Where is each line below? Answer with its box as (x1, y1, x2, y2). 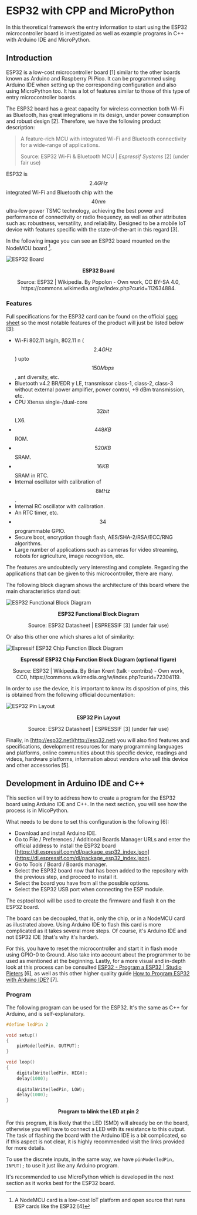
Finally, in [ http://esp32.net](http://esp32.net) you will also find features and (6, 736, 189, 744)
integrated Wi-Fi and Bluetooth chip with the (6, 189, 113, 196)
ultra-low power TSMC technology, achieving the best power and (6, 207, 164, 214)
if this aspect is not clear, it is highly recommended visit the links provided (6, 1138, 185, 1145)
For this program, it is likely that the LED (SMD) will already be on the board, (6, 1119, 189, 1126)
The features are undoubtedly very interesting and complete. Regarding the (6, 563, 189, 570)
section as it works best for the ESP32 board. (6, 1180, 116, 1187)
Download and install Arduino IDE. (14, 830, 97, 837)
